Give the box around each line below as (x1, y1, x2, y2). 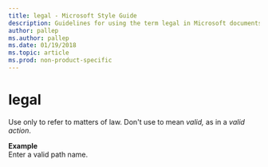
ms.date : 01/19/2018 (8, 42, 77, 50)
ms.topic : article (8, 49, 69, 57)
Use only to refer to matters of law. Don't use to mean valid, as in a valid (8, 117, 246, 126)
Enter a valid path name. (8, 149, 89, 159)
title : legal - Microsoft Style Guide (8, 11, 137, 20)
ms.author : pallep (8, 34, 69, 42)
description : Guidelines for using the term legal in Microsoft (8, 19, 227, 27)
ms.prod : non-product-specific (8, 57, 112, 65)
